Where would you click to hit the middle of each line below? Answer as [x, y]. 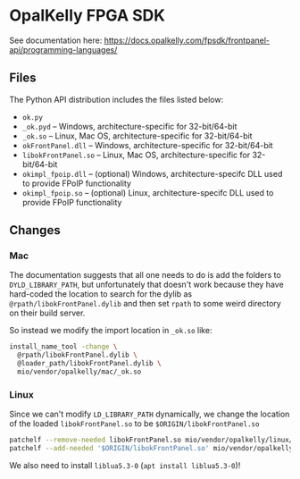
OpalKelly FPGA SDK [87, 16]
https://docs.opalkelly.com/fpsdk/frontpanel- [187, 40]
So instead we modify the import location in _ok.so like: [111, 331]
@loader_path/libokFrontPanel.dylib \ [90, 364]
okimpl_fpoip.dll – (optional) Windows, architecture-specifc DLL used [152, 173]
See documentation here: [56, 40]
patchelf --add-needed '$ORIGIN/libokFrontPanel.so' [109, 449]
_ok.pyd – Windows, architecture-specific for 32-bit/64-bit [129, 126]
